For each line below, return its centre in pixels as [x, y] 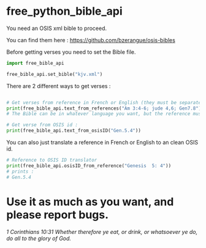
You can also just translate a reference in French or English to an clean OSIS [102, 143]
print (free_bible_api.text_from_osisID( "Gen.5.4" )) [74, 131]
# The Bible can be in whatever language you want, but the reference [98, 114]
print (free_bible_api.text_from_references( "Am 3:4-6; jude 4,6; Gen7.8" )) [105, 108]
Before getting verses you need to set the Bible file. [71, 52]
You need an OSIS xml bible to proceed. [57, 28]
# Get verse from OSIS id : [42, 125]
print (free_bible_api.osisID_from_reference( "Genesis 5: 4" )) [89, 166]
